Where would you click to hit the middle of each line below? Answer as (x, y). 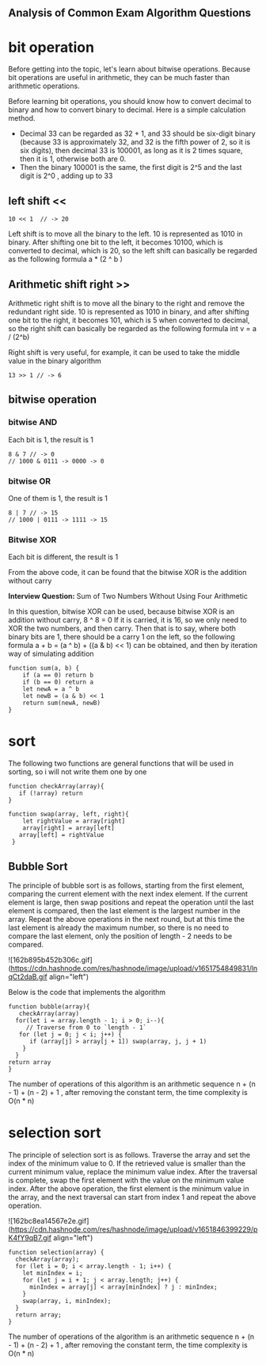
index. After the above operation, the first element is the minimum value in (129, 1188)
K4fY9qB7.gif (30, 1237)
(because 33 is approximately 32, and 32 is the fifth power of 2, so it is (135, 142)
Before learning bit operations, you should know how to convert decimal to (130, 102)
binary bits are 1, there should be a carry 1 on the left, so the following (122, 637)
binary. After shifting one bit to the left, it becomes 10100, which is (116, 242)
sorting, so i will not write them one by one (78, 772)
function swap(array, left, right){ (68, 814)
